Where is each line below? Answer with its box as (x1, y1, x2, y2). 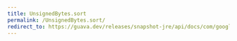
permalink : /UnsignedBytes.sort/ (7, 17, 106, 24)
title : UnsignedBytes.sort (7, 10, 87, 17)
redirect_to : (7, 23, 46, 30)
